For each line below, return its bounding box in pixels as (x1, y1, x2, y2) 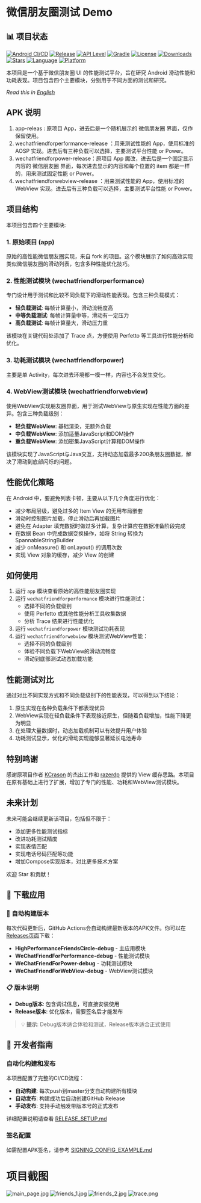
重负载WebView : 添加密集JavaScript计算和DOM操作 (14, 438, 145, 445)
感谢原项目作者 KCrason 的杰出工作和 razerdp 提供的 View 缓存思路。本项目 (6, 771, 194, 778)
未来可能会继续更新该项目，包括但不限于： (6, 815, 112, 822)
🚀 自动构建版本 (6, 909, 49, 918)
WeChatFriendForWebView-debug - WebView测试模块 (14, 967, 153, 974)
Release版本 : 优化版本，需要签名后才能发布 (14, 1007, 123, 1015)
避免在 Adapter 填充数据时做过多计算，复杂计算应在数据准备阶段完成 (14, 522, 186, 530)
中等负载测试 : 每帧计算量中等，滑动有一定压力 (14, 312, 129, 319)
